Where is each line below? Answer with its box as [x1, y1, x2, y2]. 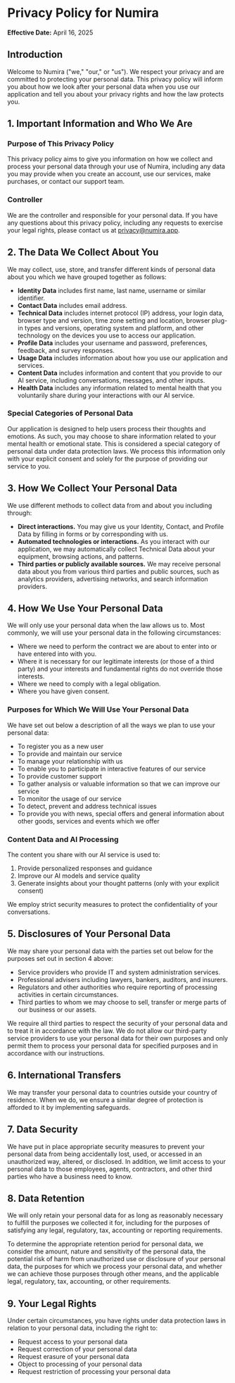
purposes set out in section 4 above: [7, 954, 114, 962]
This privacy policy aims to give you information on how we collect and [7, 155, 213, 163]
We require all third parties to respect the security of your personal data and [7, 1019, 228, 1027]
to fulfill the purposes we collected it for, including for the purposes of [7, 1219, 210, 1227]
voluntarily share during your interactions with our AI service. [17, 391, 195, 399]
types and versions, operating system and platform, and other [24, 323, 204, 332]
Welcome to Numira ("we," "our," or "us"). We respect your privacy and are [7, 67, 224, 75]
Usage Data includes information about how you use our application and [17, 354, 228, 362]
